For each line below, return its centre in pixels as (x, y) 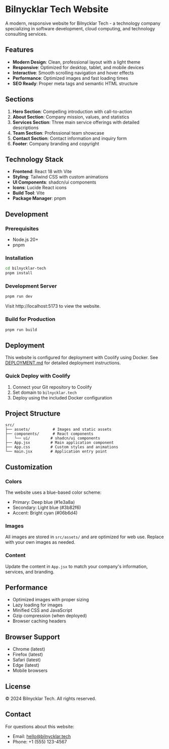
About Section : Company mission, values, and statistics (71, 117)
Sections (19, 99)
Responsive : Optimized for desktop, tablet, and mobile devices (78, 67)
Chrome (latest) (29, 649)
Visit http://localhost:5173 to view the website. (53, 306)
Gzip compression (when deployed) (50, 616)
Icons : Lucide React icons (40, 188)
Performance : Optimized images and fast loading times (70, 78)
